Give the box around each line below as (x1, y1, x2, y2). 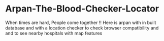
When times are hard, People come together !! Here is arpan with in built (5, 19, 156, 25)
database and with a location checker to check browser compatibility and (5, 24, 159, 30)
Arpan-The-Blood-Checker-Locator (5, 3, 159, 14)
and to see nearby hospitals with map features (5, 30, 103, 36)
